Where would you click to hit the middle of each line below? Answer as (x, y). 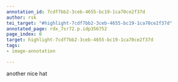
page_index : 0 (24, 34)
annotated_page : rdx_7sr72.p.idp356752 (57, 29)
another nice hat (27, 74)
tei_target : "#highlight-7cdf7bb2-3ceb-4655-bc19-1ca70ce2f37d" (89, 23)
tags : (13, 46)
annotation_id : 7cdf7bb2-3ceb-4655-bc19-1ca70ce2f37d (76, 12)
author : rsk (21, 17)
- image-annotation (31, 51)
